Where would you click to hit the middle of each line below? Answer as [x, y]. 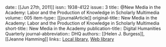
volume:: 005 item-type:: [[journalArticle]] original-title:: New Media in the [81, 18]
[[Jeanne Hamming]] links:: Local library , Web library [60, 39]
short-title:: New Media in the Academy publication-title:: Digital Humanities [83, 28]
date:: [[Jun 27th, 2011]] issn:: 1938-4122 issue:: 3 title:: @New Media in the [83, 7]
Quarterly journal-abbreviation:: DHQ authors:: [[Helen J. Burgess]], [75, 34]
